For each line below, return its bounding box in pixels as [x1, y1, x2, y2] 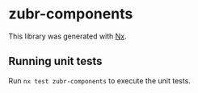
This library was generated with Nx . [8, 31, 127, 41]
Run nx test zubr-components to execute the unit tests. [8, 75, 192, 85]
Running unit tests [8, 55, 103, 68]
